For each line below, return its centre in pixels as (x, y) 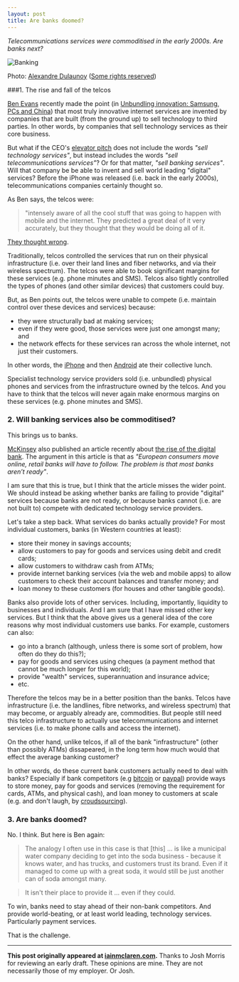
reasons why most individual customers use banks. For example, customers (118, 625)
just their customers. (48, 351)
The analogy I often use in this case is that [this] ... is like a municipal (125, 849)
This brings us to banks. (43, 435)
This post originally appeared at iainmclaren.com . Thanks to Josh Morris (116, 956)
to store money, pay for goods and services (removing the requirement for (116, 786)
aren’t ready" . (28, 471)
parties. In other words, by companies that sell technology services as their (118, 126)
